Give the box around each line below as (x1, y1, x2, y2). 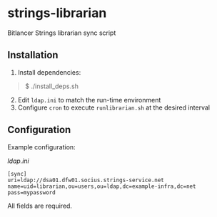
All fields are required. (7, 201, 73, 210)
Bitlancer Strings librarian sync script (7, 28, 116, 37)
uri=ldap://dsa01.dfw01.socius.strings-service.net (7, 176, 164, 184)
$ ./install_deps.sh (24, 82, 79, 90)
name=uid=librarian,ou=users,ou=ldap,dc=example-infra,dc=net (7, 183, 196, 190)
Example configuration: (7, 142, 76, 151)
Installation (7, 49, 59, 61)
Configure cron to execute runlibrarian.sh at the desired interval (17, 103, 211, 112)
